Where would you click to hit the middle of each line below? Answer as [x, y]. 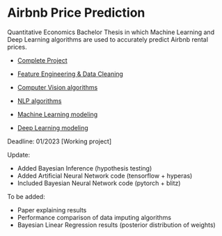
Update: [19, 155]
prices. [17, 47]
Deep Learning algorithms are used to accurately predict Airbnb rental [108, 39]
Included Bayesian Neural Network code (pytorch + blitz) [99, 183]
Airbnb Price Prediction [76, 13]
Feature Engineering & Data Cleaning [70, 74]
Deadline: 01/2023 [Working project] [60, 141]
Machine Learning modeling [57, 114]
